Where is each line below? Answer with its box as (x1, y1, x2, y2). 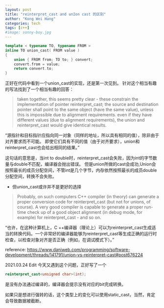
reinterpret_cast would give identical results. (17, 122, 107, 128)
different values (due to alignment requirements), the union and (17, 117, 145, 123)
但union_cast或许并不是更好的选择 (12, 184, 82, 190)
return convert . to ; (14, 66, 54, 71)
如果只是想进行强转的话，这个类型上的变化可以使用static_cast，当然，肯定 (5, 292, 156, 297)
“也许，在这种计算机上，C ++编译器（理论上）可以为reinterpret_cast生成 (5, 225, 152, 231)
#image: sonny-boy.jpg (5, 30, 51, 35)
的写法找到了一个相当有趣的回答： (5, 86, 74, 92)
